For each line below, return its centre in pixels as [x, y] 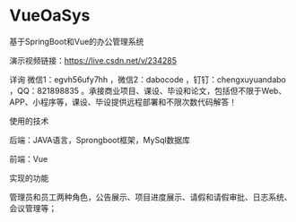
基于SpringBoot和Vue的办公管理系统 [77, 41]
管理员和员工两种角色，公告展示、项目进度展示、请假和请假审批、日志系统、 [151, 197]
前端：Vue [29, 158]
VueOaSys [50, 16]
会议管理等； [33, 208]
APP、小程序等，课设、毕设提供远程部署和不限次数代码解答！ [123, 102]
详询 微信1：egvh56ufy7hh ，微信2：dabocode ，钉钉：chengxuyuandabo [148, 79]
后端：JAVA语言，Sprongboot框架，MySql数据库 [100, 140]
